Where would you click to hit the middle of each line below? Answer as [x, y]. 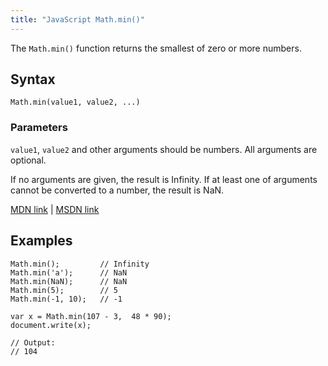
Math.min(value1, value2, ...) [75, 102]
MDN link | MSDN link [55, 209]
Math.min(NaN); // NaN [69, 281]
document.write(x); [51, 325]
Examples [41, 241]
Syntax [33, 79]
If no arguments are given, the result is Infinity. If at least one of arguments [164, 179]
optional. [28, 160]
